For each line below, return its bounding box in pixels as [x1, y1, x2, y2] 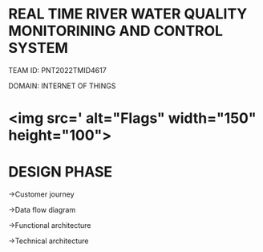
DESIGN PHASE [8, 163, 113, 181]
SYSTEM [8, 39, 68, 57]
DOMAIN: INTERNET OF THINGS [8, 81, 116, 91]
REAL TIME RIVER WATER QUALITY [8, 5, 248, 23]
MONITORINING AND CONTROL [8, 22, 223, 40]
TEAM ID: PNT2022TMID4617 [8, 65, 107, 75]
